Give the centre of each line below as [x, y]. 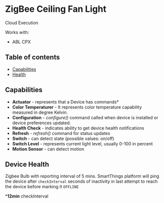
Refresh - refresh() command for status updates [61, 133]
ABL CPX [21, 42]
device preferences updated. [41, 123]
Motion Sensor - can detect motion [48, 149]
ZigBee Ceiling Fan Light [56, 9]
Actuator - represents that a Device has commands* [66, 101]
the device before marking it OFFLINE [42, 187]
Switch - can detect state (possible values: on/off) [63, 138]
